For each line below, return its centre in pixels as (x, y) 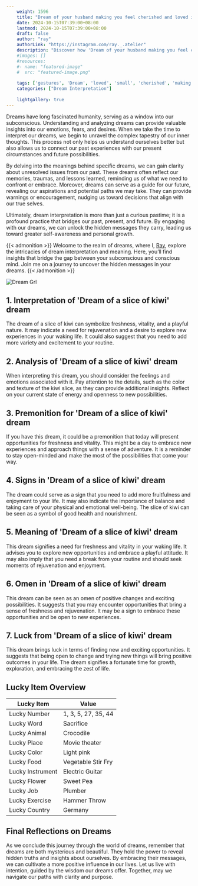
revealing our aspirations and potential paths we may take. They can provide (99, 191)
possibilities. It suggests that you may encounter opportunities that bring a (96, 604)
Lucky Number (29, 714)
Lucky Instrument (33, 772)
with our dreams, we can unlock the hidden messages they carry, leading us (99, 227)
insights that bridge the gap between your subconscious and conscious (93, 257)
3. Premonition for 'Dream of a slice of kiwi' (87, 413)
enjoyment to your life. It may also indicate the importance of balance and (95, 501)
